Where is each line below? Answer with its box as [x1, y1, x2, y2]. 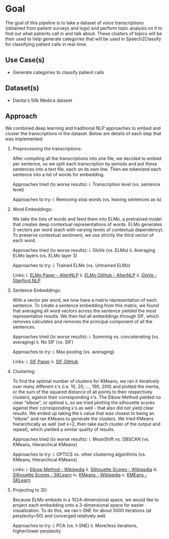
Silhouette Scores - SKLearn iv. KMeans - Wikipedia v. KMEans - [12, 472, 147, 478]
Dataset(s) [5, 84, 39, 92]
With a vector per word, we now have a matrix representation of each [12, 297, 157, 303]
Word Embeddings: [12, 206, 53, 212]
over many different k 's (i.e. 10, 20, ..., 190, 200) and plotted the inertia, [12, 384, 160, 390]
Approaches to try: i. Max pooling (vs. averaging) [12, 349, 115, 355]
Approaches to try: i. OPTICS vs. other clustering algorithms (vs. [12, 451, 146, 457]
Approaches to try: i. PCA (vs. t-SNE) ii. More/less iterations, [12, 523, 138, 529]
